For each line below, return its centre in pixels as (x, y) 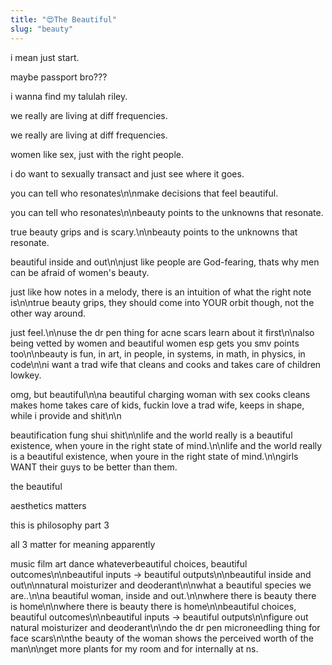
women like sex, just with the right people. (97, 154)
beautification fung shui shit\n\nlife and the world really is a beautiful (151, 435)
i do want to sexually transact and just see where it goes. (127, 173)
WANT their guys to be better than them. (94, 467)
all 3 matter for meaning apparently (83, 544)
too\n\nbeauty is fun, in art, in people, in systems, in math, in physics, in (158, 353)
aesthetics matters (48, 505)
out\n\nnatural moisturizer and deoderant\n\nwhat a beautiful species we (161, 585)
